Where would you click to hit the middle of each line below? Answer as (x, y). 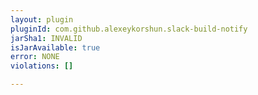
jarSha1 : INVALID (46, 38)
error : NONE (35, 57)
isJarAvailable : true (55, 47)
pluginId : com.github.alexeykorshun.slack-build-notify (129, 29)
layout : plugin (42, 19)
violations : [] (42, 66)
